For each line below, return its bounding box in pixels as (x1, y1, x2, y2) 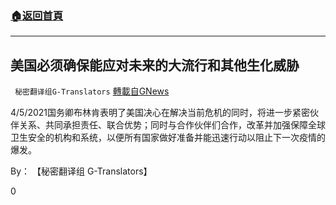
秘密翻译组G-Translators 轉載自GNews (14, 85, 170, 97)
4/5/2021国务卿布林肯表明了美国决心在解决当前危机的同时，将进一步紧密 (10, 107, 311, 119)
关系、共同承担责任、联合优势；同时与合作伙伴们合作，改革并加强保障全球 (18, 119, 326, 131)
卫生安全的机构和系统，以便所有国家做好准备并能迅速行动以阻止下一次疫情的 (10, 132, 326, 144)
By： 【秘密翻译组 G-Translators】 (10, 165, 153, 177)
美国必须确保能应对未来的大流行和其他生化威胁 (10, 57, 300, 74)
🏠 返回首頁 (10, 8, 64, 22)
